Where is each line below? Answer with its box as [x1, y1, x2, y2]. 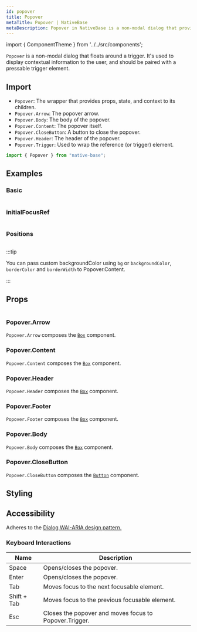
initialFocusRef [6, 208, 50, 216]
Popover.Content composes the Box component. [6, 359, 121, 367]
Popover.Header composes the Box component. [6, 387, 119, 394]
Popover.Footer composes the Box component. [6, 415, 119, 423]
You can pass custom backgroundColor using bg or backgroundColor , [6, 259, 172, 267]
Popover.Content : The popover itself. [14, 123, 103, 130]
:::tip [6, 248, 17, 255]
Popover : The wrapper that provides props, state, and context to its [14, 97, 176, 104]
